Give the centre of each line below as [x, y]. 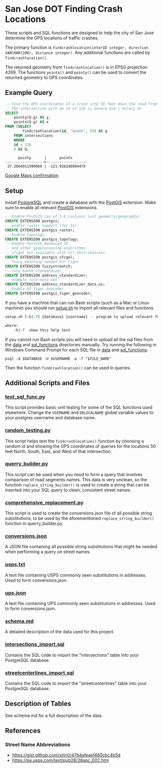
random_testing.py [28, 430]
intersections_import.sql [35, 644]
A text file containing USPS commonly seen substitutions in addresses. [76, 575]
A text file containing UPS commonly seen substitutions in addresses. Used [80, 604]
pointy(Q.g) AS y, [32, 118]
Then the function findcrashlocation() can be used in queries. [68, 368]
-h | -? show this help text [42, 330]
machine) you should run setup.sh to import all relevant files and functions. [80, 308]
